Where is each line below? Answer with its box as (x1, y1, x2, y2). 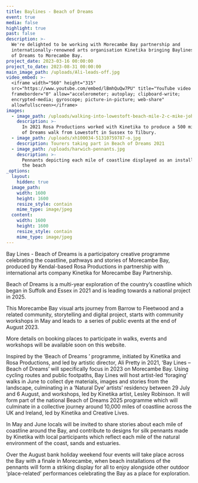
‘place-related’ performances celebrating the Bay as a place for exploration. (6, 469, 190, 476)
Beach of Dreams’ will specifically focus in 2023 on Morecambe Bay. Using (6, 365, 189, 372)
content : (11, 212, 33, 218)
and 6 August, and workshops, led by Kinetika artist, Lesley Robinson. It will (6, 390, 190, 397)
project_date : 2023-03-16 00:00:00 (6, 58, 94, 64)
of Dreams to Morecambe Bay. (11, 53, 83, 59)
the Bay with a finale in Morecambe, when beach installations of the (6, 457, 171, 464)
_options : (6, 168, 31, 174)
